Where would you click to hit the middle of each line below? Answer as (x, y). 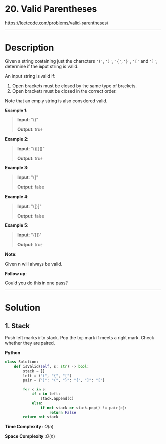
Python (13, 352)
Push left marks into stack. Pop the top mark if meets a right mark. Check (80, 337)
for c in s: (35, 389)
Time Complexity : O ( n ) (29, 427)
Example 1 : (16, 110)
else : (37, 403)
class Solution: (22, 362)
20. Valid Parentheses (51, 9)
